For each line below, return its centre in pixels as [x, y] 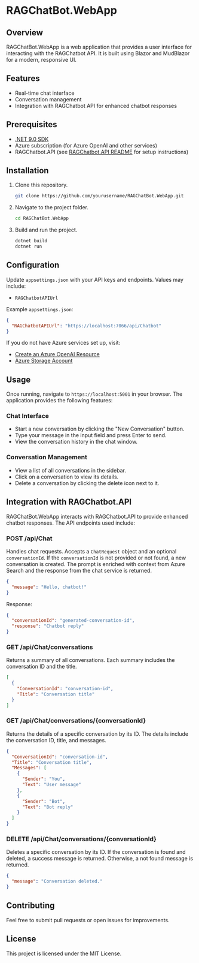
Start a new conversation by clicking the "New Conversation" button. [99, 429]
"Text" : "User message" [52, 785]
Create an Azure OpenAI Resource [57, 354]
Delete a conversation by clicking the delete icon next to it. [87, 483]
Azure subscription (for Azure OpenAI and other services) [86, 145]
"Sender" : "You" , [44, 779]
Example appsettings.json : [40, 309]
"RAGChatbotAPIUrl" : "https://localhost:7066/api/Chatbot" [87, 326]
